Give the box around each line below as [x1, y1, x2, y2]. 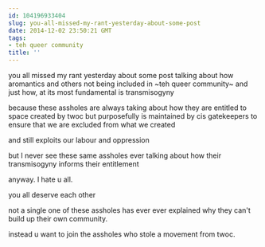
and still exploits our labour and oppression [8, 135, 150, 144]
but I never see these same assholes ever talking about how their [8, 151, 221, 160]
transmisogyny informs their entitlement [8, 159, 139, 168]
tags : [8, 33, 26, 42]
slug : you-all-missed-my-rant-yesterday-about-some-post [8, 19, 201, 27]
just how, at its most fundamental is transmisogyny [8, 88, 175, 96]
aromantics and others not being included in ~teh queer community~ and [8, 79, 248, 88]
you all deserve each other [8, 190, 96, 199]
